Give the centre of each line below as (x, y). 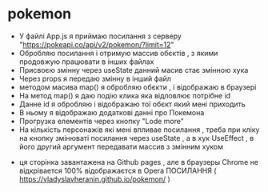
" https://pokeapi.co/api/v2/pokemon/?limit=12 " (96, 44)
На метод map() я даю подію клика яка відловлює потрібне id (125, 95)
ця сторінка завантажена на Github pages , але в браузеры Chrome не (139, 162)
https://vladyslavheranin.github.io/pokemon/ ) (94, 179)
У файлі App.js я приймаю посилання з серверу (100, 36)
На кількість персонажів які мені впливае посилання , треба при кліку (139, 130)
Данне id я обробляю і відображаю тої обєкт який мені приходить (132, 104)
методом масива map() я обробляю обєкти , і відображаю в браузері (138, 87)
